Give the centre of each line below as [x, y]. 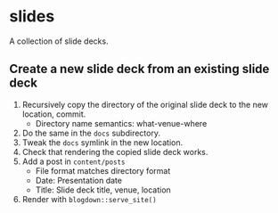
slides [32, 16]
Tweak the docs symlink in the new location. [102, 142]
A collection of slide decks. [59, 41]
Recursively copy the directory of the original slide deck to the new [145, 104]
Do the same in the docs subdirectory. [91, 133]
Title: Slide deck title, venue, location [103, 190]
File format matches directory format [103, 170]
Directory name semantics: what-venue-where [121, 123]
